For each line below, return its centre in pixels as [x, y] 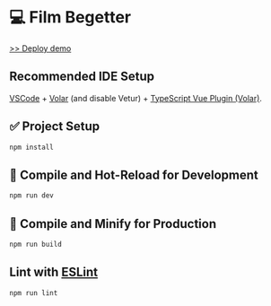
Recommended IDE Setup [82, 77]
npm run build [36, 244]
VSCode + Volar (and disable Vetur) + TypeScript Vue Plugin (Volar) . [136, 98]
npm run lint [34, 293]
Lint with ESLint [54, 272]
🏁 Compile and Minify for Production [113, 224]
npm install [31, 147]
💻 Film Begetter [70, 17]
